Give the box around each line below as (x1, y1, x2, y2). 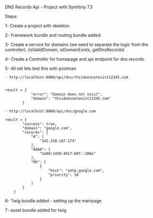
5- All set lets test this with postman (5, 65, 76, 71)
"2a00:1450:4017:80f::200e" (39, 151, 96, 156)
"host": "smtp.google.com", (48, 168, 105, 173)
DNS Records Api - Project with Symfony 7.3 (5, 4, 93, 10)
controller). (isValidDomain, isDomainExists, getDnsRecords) (5, 47, 125, 52)
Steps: (5, 14, 18, 19)
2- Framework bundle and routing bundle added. (5, 32, 102, 38)
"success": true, (22, 122, 57, 126)
